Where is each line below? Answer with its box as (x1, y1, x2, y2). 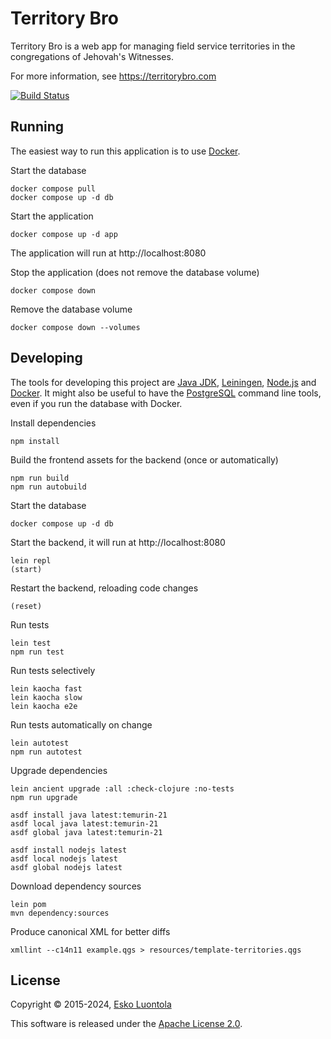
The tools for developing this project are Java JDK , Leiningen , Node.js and (10, 376, 317, 388)
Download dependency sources (10, 880, 142, 892)
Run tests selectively (10, 664, 96, 676)
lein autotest (10, 738, 70, 748)
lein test (10, 638, 52, 648)
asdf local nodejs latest (10, 853, 118, 864)
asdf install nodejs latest (10, 845, 128, 855)
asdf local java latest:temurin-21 (10, 818, 159, 829)
